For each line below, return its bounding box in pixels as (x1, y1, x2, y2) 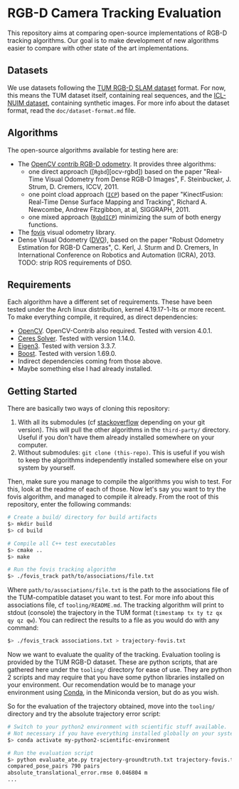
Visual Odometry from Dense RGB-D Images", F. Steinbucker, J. (45, 175, 231, 183)
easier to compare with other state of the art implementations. (7, 44, 189, 52)
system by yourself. (17, 464, 76, 472)
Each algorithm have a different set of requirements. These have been (7, 297, 213, 306)
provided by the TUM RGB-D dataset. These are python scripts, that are (7, 658, 218, 666)
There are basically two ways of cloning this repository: (7, 404, 170, 413)
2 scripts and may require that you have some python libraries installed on (7, 673, 225, 682)
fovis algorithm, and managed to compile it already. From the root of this (7, 492, 219, 501)
